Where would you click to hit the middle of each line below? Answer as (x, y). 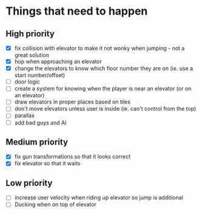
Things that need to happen (77, 11)
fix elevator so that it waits (47, 164)
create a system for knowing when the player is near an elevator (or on (103, 89)
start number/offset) (40, 75)
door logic (27, 82)
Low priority (29, 183)
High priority (30, 34)
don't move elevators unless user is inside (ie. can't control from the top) (105, 109)
